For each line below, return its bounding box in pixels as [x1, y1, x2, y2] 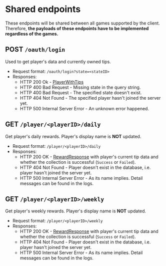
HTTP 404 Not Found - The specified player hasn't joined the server [19, 95, 161, 101]
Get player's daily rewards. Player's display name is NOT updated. [5, 133, 141, 139]
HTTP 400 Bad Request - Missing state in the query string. [19, 84, 141, 90]
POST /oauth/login [5, 45, 65, 54]
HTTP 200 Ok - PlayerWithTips [19, 79, 84, 85]
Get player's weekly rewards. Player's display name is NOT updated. [5, 208, 146, 214]
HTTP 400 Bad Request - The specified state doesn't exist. [19, 89, 142, 96]
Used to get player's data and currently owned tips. [5, 59, 111, 65]
